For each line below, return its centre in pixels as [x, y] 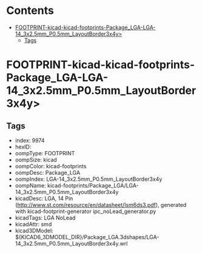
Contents [30, 11]
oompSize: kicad [36, 160]
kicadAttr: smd [33, 224]
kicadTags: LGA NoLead [45, 218]
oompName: [31, 185]
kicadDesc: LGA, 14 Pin [44, 198]
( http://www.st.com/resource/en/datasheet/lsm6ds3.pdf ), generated [101, 204]
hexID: [23, 147]
